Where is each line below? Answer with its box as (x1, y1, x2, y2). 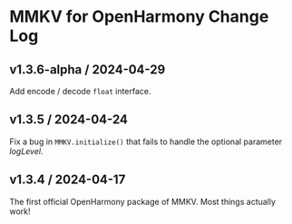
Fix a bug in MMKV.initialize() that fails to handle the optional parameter (9, 136, 283, 147)
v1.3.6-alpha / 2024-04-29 (9, 62, 166, 77)
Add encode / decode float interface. (9, 86, 151, 96)
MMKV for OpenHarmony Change (9, 6, 269, 27)
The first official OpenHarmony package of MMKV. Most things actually (9, 196, 277, 207)
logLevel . (9, 145, 44, 156)
